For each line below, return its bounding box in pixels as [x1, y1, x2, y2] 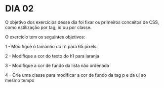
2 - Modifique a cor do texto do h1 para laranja [5, 53, 100, 59]
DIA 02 [5, 3, 34, 14]
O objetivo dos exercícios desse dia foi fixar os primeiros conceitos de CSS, [5, 19, 160, 25]
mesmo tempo [5, 77, 35, 83]
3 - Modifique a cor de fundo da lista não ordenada [5, 62, 110, 68]
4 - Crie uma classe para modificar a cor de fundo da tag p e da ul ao [5, 72, 146, 78]
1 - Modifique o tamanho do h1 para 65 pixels [5, 43, 97, 49]
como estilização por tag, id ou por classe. [5, 24, 92, 30]
